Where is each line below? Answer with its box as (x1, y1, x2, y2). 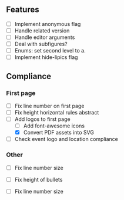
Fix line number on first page (14, 102, 85, 109)
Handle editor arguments (14, 34, 75, 41)
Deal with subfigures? (14, 41, 68, 47)
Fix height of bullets (14, 176, 63, 183)
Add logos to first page (14, 116, 71, 123)
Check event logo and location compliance (14, 136, 119, 143)
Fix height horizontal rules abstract (14, 109, 99, 116)
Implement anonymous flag (14, 20, 81, 27)
